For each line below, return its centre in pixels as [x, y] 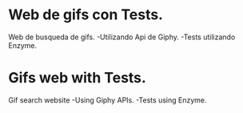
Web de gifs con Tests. [86, 15]
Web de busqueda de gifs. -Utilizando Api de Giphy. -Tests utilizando [122, 37]
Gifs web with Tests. [77, 78]
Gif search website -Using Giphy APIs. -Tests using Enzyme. [108, 100]
